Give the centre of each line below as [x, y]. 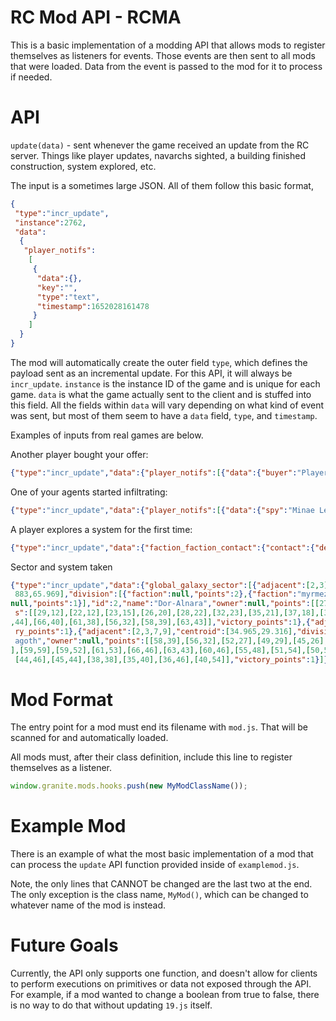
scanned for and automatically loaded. [89, 738]
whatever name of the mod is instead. [88, 905]
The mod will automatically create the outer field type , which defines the [159, 362]
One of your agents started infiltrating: [89, 492]
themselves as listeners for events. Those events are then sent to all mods [163, 55]
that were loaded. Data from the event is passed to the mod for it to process [166, 66]
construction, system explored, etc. [83, 166]
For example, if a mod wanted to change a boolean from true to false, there [165, 995]
